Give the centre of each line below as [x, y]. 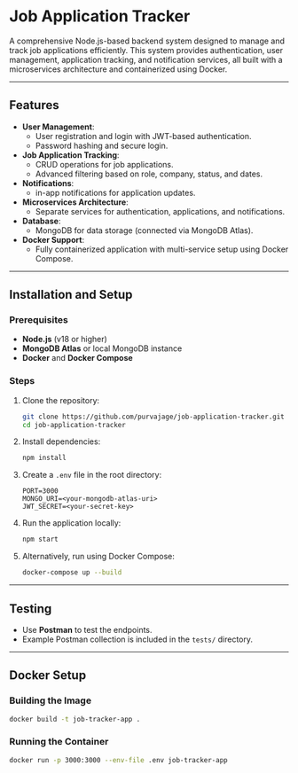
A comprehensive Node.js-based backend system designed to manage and [147, 41]
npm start [40, 539]
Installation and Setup [71, 295]
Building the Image [50, 700]
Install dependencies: [61, 441]
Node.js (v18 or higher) [65, 340]
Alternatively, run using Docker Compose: [98, 557]
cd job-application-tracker [74, 425]
